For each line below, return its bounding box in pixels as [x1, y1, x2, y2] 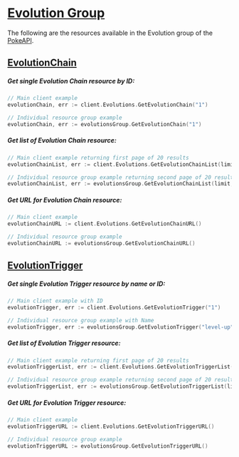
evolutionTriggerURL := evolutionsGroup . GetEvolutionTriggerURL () [7, 442, 208, 450]
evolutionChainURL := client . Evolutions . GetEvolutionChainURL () [7, 220, 202, 227]
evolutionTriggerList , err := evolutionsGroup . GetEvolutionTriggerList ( [7, 383, 228, 390]
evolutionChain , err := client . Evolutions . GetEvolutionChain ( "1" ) [7, 101, 208, 108]
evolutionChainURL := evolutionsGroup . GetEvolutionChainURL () [7, 240, 196, 247]
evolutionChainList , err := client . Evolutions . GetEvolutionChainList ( [7, 160, 221, 168]
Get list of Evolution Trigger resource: [7, 339, 121, 347]
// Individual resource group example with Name [7, 317, 154, 324]
